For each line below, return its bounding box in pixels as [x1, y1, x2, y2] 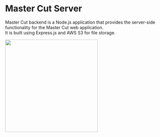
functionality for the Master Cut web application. [5, 24, 104, 30]
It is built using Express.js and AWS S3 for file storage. [5, 30, 116, 35]
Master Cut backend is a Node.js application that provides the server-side [5, 19, 156, 25]
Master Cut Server [5, 3, 82, 14]
